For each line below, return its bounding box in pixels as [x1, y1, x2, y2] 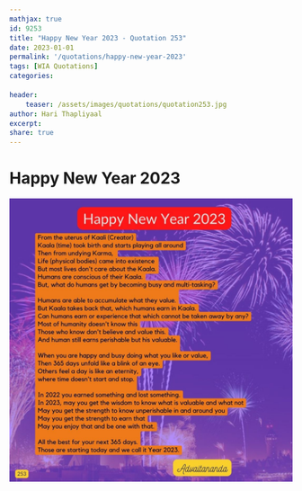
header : [9, 90, 39, 99]
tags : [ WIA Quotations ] [9, 62, 99, 71]
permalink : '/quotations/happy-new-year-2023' [9, 52, 187, 62]
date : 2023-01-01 [9, 43, 75, 52]
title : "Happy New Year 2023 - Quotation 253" [9, 33, 187, 42]
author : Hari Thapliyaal [9, 109, 102, 119]
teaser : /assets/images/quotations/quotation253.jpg [25, 100, 227, 109]
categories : [9, 72, 54, 81]
